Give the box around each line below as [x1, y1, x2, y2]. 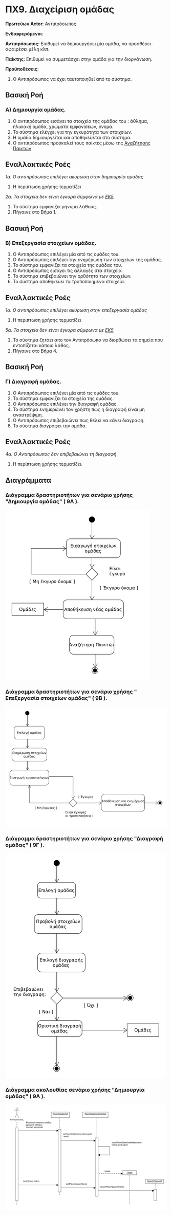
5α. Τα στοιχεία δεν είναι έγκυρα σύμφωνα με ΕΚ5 [5, 327, 114, 333]
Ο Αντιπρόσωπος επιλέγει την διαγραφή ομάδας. [12, 401, 118, 407]
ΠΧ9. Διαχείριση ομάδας [5, 4, 114, 15]
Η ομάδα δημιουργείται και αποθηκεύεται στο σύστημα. [12, 134, 132, 140]
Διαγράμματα [5, 476, 51, 484]
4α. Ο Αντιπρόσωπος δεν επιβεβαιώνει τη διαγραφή [5, 451, 117, 457]
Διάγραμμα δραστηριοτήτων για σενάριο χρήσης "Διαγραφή [5, 835, 163, 842]
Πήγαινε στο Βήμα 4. [12, 348, 58, 354]
